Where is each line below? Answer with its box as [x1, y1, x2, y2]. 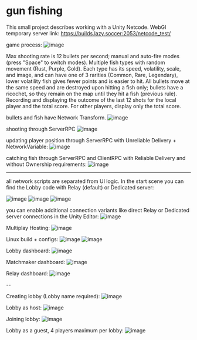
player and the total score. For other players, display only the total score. [6, 102, 182, 109]
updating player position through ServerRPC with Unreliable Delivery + [6, 136, 176, 144]
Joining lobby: [6, 315, 40, 322]
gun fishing [6, 4, 63, 18]
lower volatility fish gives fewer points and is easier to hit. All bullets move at [6, 78, 190, 85]
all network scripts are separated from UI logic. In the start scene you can [6, 178, 184, 185]
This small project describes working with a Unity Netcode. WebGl [6, 24, 167, 31]
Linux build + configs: [6, 235, 59, 242]
